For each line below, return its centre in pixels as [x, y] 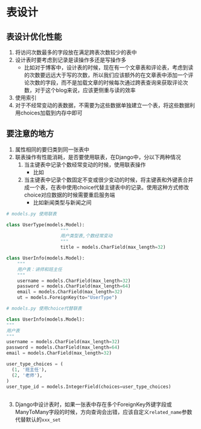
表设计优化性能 [34, 37]
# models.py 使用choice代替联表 [44, 309]
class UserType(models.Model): [46, 224]
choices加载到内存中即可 [51, 113]
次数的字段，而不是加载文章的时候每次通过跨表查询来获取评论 [106, 83]
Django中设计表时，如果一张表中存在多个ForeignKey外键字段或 [93, 404]
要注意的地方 [30, 134]
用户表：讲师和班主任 [40, 269]
